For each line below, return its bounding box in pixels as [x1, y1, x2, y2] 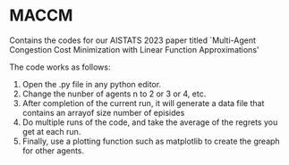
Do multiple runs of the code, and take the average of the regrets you [21, 117, 278, 128]
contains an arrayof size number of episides [21, 107, 185, 118]
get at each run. [21, 126, 81, 136]
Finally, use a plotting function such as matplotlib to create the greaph [21, 136, 280, 146]
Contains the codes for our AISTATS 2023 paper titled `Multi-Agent [9, 35, 257, 45]
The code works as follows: [9, 62, 111, 72]
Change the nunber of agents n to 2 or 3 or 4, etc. [21, 88, 207, 99]
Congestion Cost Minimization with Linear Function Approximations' [9, 44, 259, 54]
